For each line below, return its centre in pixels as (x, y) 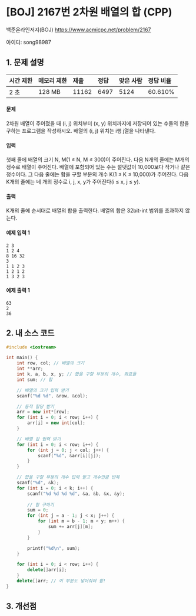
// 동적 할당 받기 (36, 406)
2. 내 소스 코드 (30, 333)
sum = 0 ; (38, 510)
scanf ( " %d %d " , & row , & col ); (52, 396)
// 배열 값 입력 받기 (39, 439)
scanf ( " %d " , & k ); (38, 483)
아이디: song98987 (29, 42)
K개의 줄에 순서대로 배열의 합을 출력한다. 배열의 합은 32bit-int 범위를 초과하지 (95, 211)
